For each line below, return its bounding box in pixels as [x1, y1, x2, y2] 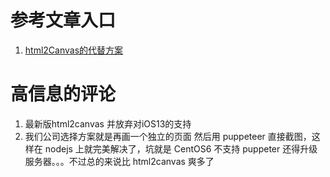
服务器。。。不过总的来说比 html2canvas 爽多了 [24, 155, 215, 167]
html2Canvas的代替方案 [24, 44, 124, 56]
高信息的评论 [10, 83, 117, 106]
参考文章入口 [10, 9, 117, 32]
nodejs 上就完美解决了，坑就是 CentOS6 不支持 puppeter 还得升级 [44, 142, 318, 155]
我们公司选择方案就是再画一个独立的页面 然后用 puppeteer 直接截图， [24, 130, 312, 142]
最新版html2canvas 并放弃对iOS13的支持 [24, 117, 192, 130]
